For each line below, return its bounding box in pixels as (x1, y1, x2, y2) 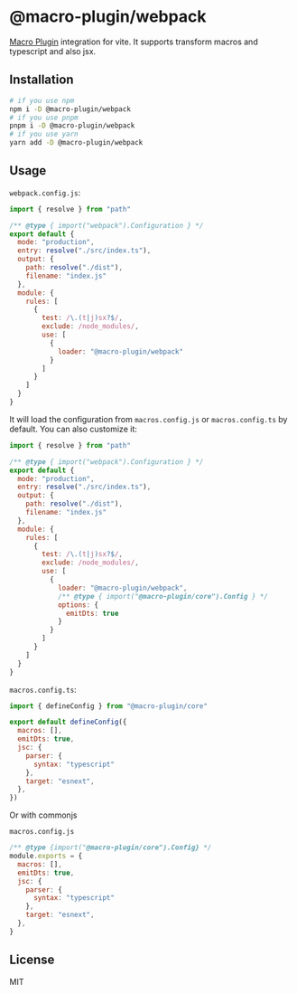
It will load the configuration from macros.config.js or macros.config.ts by (9, 413, 288, 424)
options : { (57, 600, 99, 610)
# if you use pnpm (9, 113, 79, 122)
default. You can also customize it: (9, 423, 137, 434)
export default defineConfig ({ (9, 717, 127, 727)
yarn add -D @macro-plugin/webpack (9, 138, 144, 147)
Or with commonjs (9, 809, 78, 820)
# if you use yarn (9, 129, 79, 139)
